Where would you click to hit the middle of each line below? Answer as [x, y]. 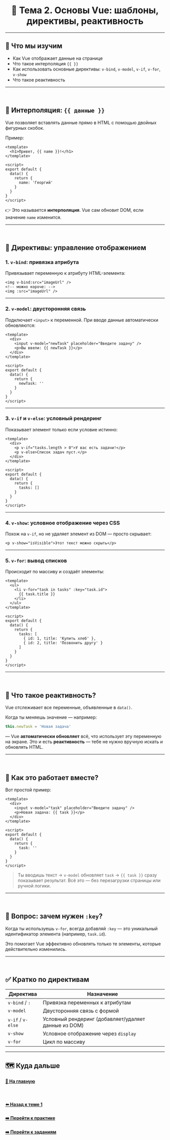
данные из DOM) [63, 1025]
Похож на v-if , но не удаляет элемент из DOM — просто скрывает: [78, 534]
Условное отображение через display [90, 1034]
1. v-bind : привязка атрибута [42, 262]
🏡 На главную [20, 1081]
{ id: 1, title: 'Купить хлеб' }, [60, 639]
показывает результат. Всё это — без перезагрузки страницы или [89, 880]
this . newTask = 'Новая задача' [38, 727]
